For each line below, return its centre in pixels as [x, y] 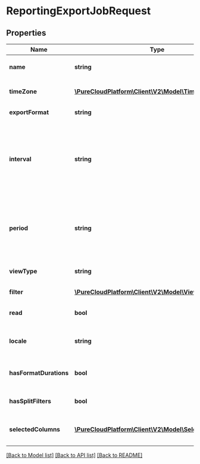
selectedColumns [35, 429]
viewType [23, 271]
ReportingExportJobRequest [79, 11]
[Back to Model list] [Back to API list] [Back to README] [74, 455]
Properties [26, 33]
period [19, 228]
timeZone [23, 91]
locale [18, 341]
